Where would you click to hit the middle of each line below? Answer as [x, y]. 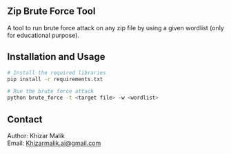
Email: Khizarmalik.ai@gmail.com [54, 143]
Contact [25, 119]
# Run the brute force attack [51, 91]
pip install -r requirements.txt [55, 79]
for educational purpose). [43, 35]
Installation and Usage [56, 57]
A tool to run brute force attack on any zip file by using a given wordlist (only [115, 27]
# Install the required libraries [57, 73]
